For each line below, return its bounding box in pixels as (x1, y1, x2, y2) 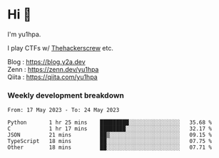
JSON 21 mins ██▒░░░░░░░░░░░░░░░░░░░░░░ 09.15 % (7, 132, 213, 139)
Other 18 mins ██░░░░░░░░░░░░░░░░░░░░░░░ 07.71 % (7, 144, 213, 152)
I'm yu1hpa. (7, 30, 41, 38)
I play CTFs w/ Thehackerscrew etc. (7, 43, 114, 52)
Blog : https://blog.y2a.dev (7, 57, 86, 66)
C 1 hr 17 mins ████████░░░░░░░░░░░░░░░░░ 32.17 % (7, 125, 213, 132)
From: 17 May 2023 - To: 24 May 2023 (7, 107, 120, 114)
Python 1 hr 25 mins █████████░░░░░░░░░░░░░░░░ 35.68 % (7, 119, 213, 127)
